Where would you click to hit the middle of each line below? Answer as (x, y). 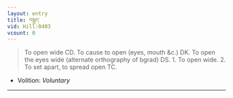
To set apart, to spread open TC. (71, 67)
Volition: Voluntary (44, 81)
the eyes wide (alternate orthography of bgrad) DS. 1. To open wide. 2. (125, 60)
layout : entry (28, 13)
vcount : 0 (21, 33)
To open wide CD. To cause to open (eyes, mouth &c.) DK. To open (120, 52)
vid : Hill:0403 (29, 26)
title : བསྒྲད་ (24, 20)
